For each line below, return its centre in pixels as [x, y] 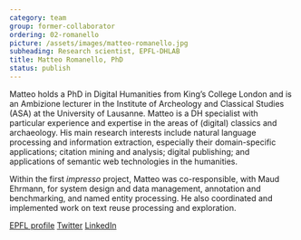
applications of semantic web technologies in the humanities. [124, 161]
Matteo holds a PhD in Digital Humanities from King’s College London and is [150, 94]
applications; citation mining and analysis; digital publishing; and [130, 151]
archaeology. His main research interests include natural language [133, 132]
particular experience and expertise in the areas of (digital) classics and [143, 122]
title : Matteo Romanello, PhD [67, 60]
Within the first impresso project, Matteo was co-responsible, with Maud [145, 178]
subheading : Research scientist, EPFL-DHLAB [95, 52]
